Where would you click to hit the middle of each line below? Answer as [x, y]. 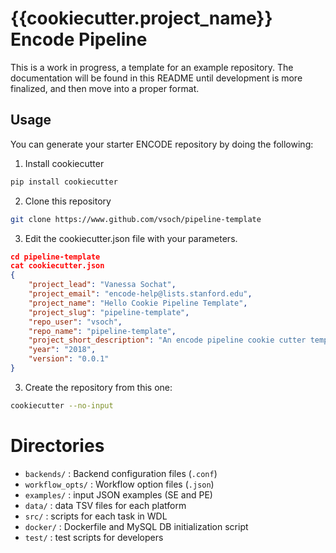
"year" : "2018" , [62, 350]
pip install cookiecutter [64, 182]
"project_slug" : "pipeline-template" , [109, 312]
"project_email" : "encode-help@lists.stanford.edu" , [140, 294]
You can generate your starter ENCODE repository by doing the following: [162, 144]
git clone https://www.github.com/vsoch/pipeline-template [136, 219]
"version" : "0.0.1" [69, 359]
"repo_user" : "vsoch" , [75, 322]
